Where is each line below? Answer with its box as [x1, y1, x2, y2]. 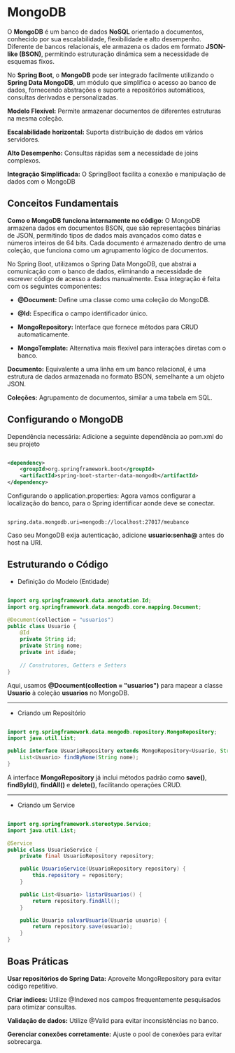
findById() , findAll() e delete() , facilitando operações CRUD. [7, 780, 182, 789]
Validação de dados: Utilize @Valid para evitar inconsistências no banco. [7, 1016, 219, 1024]
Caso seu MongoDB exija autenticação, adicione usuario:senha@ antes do [7, 531, 225, 540]
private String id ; [20, 636, 77, 643]
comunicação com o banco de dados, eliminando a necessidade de [7, 267, 202, 276]
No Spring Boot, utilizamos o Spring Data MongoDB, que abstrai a [7, 259, 197, 268]
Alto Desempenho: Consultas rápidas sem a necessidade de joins [7, 149, 199, 157]
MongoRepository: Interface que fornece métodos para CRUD [17, 322, 199, 331]
